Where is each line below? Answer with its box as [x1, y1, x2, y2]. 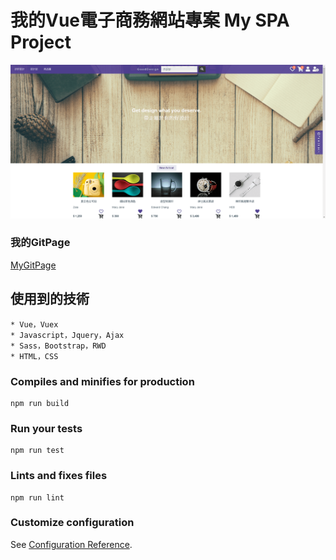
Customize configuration [10, 516, 135, 530]
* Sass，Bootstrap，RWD [10, 341, 107, 351]
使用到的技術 [10, 291, 90, 308]
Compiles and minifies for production [10, 374, 195, 388]
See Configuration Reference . [10, 538, 133, 550]
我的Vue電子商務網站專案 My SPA [10, 9, 290, 32]
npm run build [10, 398, 70, 408]
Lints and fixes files [10, 469, 108, 483]
